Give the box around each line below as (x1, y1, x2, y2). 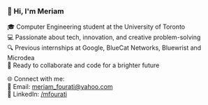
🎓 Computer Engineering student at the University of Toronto (7, 22, 186, 31)
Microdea (7, 54, 35, 62)
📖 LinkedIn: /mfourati (7, 90, 68, 99)
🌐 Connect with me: (7, 75, 65, 83)
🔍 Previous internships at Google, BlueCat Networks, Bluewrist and (7, 43, 202, 52)
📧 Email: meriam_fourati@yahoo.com (7, 83, 113, 91)
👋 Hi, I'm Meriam (7, 6, 64, 16)
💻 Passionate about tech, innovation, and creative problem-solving (7, 33, 201, 41)
